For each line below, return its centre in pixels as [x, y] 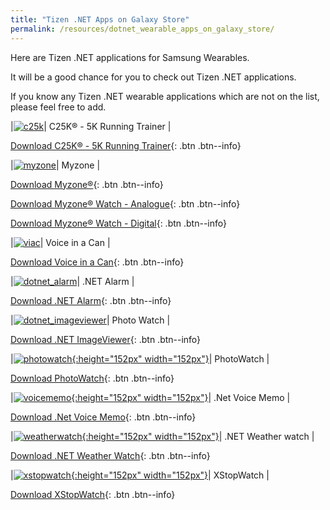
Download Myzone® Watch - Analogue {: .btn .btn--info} [125, 203]
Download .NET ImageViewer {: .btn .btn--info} [106, 339]
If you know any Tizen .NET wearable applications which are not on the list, [165, 96]
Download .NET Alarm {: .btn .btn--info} [91, 300]
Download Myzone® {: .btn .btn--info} [87, 184]
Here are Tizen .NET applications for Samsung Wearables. [130, 57]
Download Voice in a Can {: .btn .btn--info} [97, 262]
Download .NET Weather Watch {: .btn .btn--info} [110, 455]
